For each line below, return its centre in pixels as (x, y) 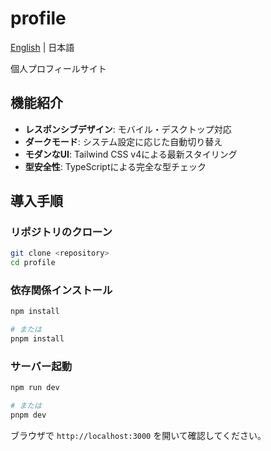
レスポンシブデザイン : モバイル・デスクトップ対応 (128, 129)
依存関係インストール (61, 290)
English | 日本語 (42, 47)
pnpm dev (28, 415)
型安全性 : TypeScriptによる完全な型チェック (115, 166)
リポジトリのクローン (61, 232)
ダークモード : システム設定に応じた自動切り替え (123, 141)
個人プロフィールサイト (58, 68)
